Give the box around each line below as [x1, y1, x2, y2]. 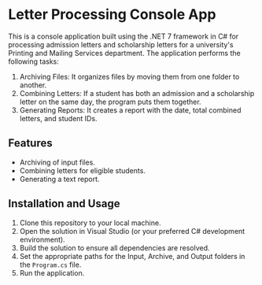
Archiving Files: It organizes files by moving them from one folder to [19, 72, 240, 81]
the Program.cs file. [19, 260, 82, 269]
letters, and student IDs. [19, 113, 98, 123]
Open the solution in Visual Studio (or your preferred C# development [19, 226, 245, 235]
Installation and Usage [8, 197, 120, 210]
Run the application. [19, 268, 85, 277]
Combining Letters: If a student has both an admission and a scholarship [19, 88, 255, 98]
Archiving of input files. [19, 157, 96, 167]
